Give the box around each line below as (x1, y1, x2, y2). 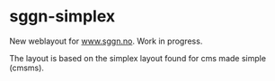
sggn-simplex (9, 6, 116, 27)
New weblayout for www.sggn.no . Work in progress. (9, 36, 203, 46)
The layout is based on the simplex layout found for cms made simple (9, 53, 267, 63)
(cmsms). (9, 62, 45, 73)
